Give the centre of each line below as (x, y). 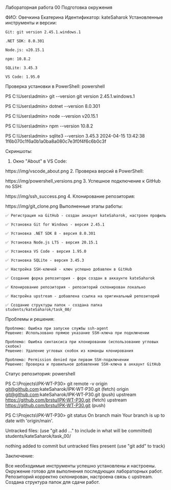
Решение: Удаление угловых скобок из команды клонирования (69, 351)
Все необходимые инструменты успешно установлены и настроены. (81, 466)
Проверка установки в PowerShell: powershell (55, 86)
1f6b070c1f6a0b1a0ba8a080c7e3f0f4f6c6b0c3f (56, 141)
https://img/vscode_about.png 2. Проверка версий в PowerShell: (75, 171)
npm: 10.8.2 (18, 59)
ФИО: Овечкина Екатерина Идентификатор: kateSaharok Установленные (84, 17)
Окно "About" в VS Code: (40, 161)
